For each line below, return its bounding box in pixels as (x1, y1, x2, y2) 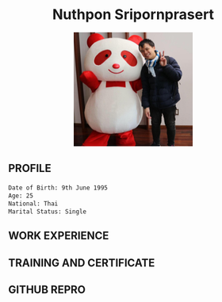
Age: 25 (8, 192, 34, 200)
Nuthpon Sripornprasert (52, 6, 215, 24)
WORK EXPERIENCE (8, 229, 109, 243)
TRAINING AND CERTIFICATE (8, 256, 155, 270)
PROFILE (8, 162, 52, 175)
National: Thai (8, 200, 59, 208)
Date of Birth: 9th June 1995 (8, 184, 109, 192)
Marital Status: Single (8, 208, 87, 216)
